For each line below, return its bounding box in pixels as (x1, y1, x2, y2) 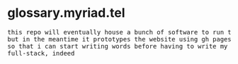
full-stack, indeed (7, 49, 75, 57)
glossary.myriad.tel (7, 5, 125, 21)
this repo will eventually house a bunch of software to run (7, 28, 225, 36)
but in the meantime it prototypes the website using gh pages (7, 35, 232, 43)
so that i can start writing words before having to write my (7, 42, 228, 50)
